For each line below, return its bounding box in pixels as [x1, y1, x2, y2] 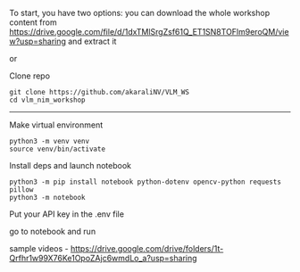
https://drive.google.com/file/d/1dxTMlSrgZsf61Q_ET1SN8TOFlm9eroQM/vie [9, 27, 289, 37]
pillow [9, 185, 34, 194]
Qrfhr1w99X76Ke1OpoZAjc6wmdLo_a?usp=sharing [9, 253, 198, 263]
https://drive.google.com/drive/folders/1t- [70, 243, 224, 253]
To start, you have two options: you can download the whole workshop [9, 8, 271, 18]
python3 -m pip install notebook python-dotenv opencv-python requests [9, 177, 281, 186]
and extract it [68, 36, 117, 46]
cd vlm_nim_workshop [9, 95, 87, 104]
